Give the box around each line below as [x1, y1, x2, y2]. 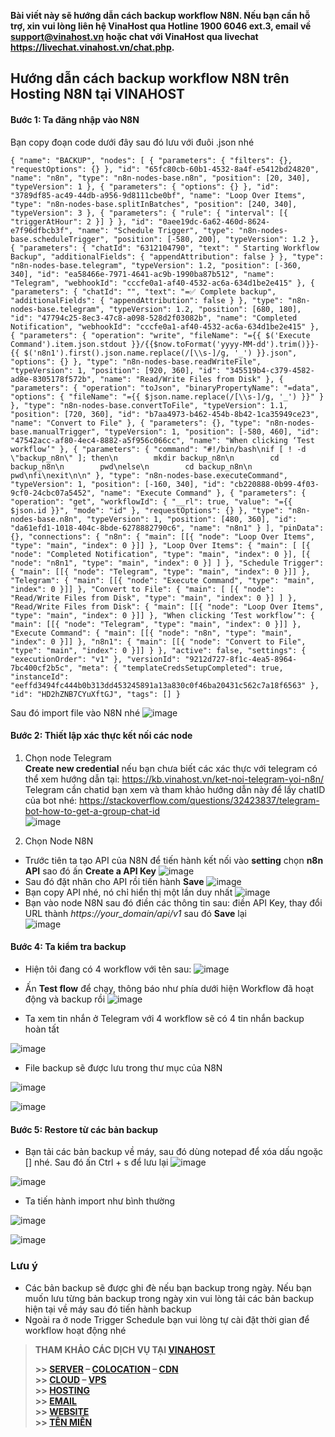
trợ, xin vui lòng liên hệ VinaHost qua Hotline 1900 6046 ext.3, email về [10, 20, 312, 32]
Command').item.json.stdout [10, 339, 128, 349]
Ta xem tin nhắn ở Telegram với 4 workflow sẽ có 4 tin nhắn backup [24, 1013, 305, 1024]
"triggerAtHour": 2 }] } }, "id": [10, 216, 155, 227]
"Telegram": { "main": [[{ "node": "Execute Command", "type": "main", [10, 575, 315, 585]
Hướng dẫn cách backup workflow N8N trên [10, 70, 290, 87]
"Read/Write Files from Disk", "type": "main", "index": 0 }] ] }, [10, 593, 298, 603]
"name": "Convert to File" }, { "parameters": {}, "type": [10, 418, 262, 428]
